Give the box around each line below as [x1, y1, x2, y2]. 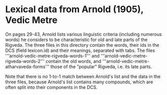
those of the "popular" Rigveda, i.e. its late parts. [50, 64, 152, 70]
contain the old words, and [45, 58, 101, 64]
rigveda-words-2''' [5, 58, 45, 64]
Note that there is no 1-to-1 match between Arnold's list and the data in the [5, 73, 161, 79]
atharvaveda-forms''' [5, 64, 50, 70]
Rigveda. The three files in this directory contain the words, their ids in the [5, 42, 159, 48]
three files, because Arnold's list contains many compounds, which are [5, 79, 153, 85]
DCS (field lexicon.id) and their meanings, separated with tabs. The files [5, 47, 155, 53]
